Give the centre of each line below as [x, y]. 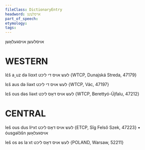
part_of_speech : [22, 19]
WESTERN [26, 61]
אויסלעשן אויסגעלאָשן [24, 42]
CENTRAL [25, 114]
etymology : [16, 23]
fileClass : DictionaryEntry [34, 10]
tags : [11, 28]
